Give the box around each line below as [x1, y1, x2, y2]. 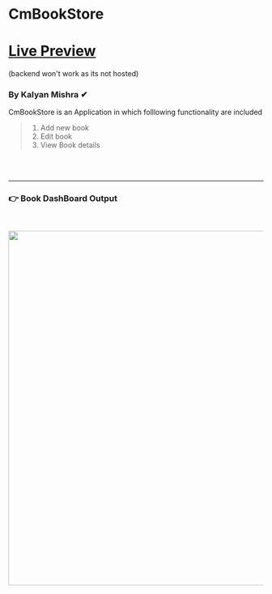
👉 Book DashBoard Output [8, 193, 117, 204]
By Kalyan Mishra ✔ [8, 89, 88, 100]
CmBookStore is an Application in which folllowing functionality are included [8, 107, 263, 118]
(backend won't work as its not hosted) [8, 69, 139, 79]
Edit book [40, 131, 73, 142]
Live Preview [8, 42, 96, 61]
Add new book [40, 123, 89, 133]
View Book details [40, 140, 100, 150]
